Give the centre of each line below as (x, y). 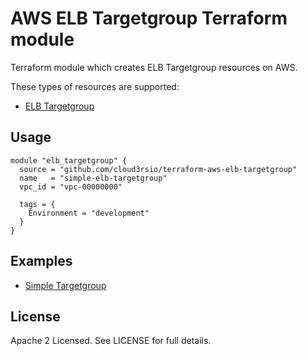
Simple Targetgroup (65, 285)
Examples (41, 261)
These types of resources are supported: (95, 86)
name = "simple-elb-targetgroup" (93, 178)
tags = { (37, 204)
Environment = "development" (89, 213)
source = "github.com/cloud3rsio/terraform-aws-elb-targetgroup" (158, 169)
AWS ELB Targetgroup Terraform (149, 18)
